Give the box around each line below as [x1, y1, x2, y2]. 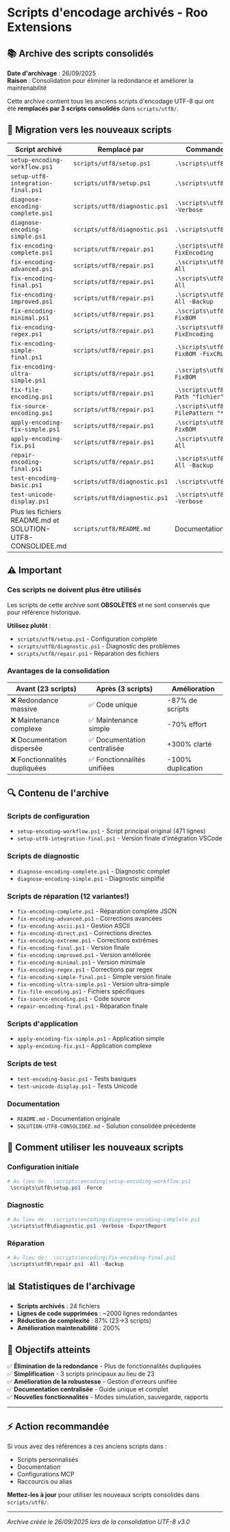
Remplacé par [97, 144, 144, 154]
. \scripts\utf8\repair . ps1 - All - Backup [7, 1260, 125, 1267]
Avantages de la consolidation [7, 666, 110, 676]
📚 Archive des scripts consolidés [7, 47, 154, 59]
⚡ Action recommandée [7, 1420, 110, 1432]
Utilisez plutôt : [7, 621, 51, 629]
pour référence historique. [7, 608, 81, 616]
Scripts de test [7, 1059, 57, 1068]
